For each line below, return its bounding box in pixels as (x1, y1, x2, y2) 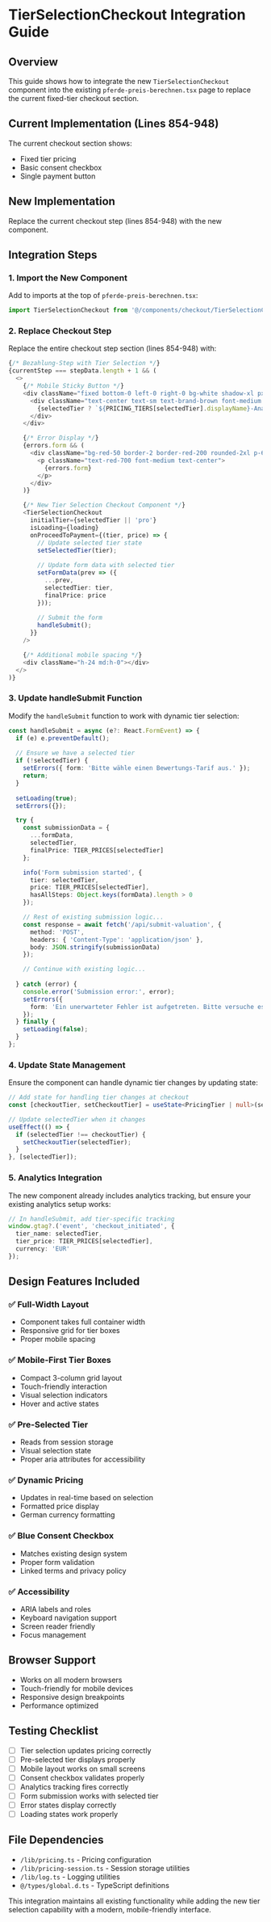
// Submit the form (37, 614, 103, 622)
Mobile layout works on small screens (19, 1764, 146, 1773)
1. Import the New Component (8, 272, 127, 284)
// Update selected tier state (37, 539, 143, 547)
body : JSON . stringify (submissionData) (29, 943, 161, 951)
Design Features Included (8, 1275, 140, 1289)
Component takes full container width (19, 1317, 146, 1327)
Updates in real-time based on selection (19, 1493, 154, 1503)
